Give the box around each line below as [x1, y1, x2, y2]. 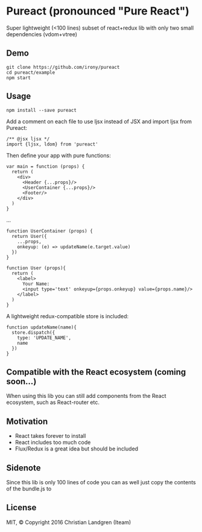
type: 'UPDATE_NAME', [17, 335, 71, 341]
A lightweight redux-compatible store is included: [6, 312, 128, 319]
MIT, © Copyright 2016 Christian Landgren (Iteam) [6, 518, 131, 526]
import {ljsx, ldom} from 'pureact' [6, 141, 98, 147]
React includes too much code [14, 439, 91, 446]
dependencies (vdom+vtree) [6, 30, 77, 37]
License [6, 502, 37, 513]
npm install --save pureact [6, 107, 77, 113]
